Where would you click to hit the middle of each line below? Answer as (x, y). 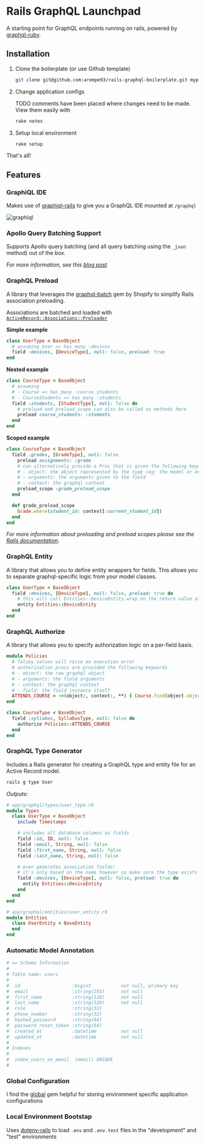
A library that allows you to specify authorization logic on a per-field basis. (100, 645)
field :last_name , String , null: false (68, 856)
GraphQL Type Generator (44, 751)
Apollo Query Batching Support (54, 233)
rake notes (29, 121)
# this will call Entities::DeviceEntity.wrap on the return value (105, 599)
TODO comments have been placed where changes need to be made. (103, 103)
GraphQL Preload (32, 281)
